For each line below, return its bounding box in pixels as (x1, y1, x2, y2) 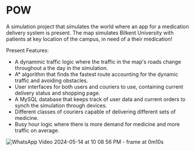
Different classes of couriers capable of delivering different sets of (14, 108, 176, 115)
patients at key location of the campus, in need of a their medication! (6, 35, 173, 42)
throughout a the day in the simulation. (14, 64, 109, 71)
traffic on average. (14, 127, 60, 134)
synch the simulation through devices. (14, 102, 107, 109)
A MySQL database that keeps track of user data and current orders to (14, 95, 186, 103)
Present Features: (6, 46, 49, 53)
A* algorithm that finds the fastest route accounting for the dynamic (14, 71, 179, 78)
